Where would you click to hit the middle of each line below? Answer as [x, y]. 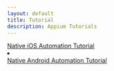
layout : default [30, 13]
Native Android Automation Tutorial [57, 61]
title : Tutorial [30, 20]
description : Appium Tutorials [52, 26]
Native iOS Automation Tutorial [51, 46]
